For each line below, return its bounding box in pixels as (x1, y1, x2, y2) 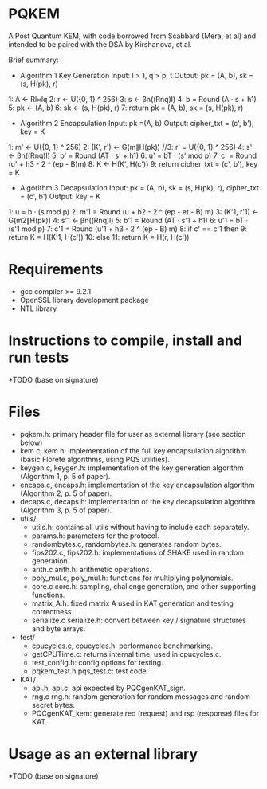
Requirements (8, 261, 104, 279)
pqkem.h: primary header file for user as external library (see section (19, 429, 246, 438)
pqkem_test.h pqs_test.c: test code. (31, 666, 149, 676)
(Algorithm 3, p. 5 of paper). (19, 505, 112, 515)
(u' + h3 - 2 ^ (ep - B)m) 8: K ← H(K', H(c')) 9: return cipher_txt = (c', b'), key (8, 159, 258, 168)
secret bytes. (31, 700, 76, 709)
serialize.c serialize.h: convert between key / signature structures (31, 615, 247, 625)
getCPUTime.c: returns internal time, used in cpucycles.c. (31, 649, 222, 658)
